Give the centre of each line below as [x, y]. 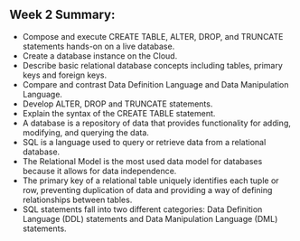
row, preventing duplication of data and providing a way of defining [147, 190]
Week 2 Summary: [62, 15]
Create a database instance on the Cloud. [100, 56]
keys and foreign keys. [64, 75]
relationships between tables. [77, 199]
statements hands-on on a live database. [98, 46]
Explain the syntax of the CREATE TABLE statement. [119, 113]
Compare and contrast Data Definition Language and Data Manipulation [155, 84]
